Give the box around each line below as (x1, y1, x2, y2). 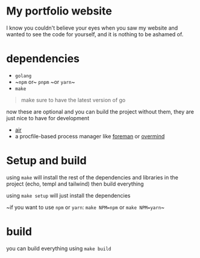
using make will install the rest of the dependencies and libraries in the (6, 173, 179, 181)
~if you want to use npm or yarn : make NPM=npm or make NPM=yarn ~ (6, 204, 165, 211)
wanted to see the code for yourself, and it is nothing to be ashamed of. (6, 30, 184, 37)
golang (14, 73, 32, 79)
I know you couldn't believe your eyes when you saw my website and (6, 24, 178, 31)
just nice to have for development (6, 114, 89, 121)
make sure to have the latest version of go (20, 96, 126, 103)
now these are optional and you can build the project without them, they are (6, 108, 195, 115)
